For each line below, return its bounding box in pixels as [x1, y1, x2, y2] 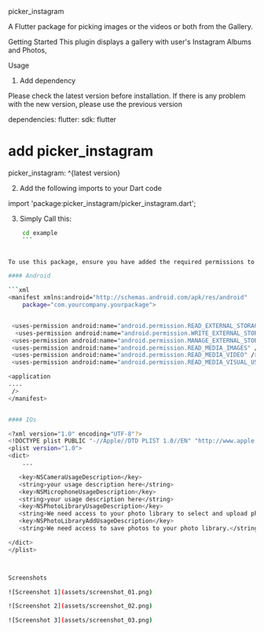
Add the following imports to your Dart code [19, 183, 163, 193]
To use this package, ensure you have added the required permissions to [8, 258, 255, 266]
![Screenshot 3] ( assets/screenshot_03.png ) [8, 616, 153, 624]
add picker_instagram [8, 142, 154, 160]
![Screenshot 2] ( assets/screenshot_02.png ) [8, 602, 153, 610]
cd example [22, 229, 58, 237]
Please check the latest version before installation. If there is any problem [8, 91, 246, 101]
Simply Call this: [19, 214, 72, 223]
